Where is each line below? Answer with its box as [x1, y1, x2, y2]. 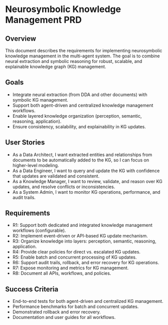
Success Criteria [5, 285, 59, 293]
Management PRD [5, 14, 82, 26]
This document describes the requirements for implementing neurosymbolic [5, 48, 162, 53]
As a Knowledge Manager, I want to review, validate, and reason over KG [12, 178, 163, 184]
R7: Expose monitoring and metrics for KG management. [12, 265, 129, 271]
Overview [5, 34, 37, 43]
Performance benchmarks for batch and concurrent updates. [12, 303, 139, 310]
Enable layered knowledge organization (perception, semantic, [12, 113, 142, 119]
